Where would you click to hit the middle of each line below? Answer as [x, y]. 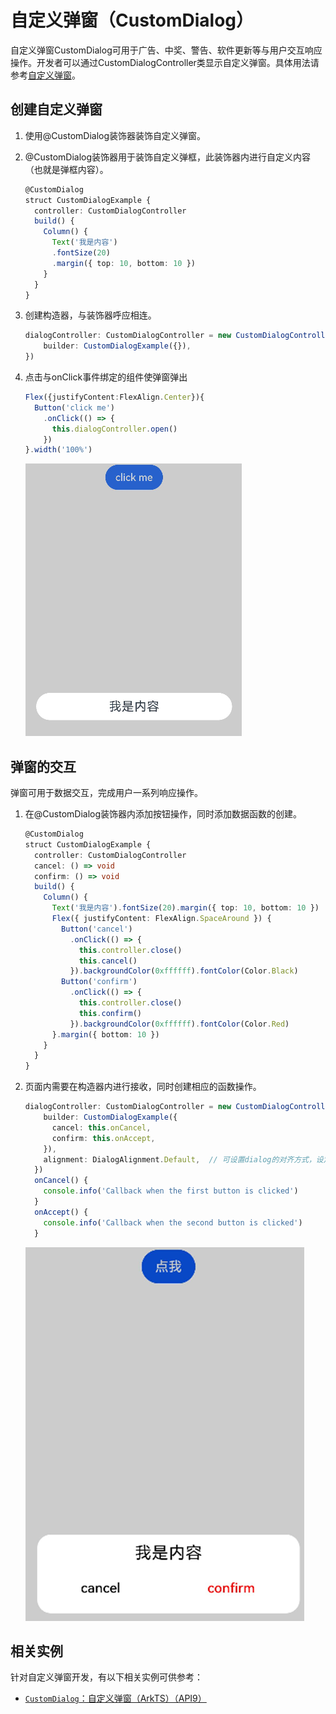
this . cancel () [108, 961]
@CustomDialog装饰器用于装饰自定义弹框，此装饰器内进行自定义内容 [168, 157]
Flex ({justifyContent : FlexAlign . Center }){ [114, 397]
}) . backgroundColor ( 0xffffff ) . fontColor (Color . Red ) [179, 1024]
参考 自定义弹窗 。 [45, 75]
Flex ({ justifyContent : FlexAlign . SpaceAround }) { [161, 919]
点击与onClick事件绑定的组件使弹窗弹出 [106, 377]
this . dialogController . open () [114, 429]
